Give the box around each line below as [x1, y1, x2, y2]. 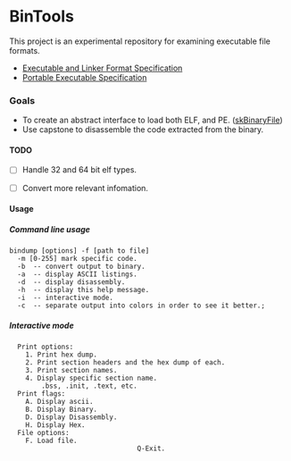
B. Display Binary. [25, 405, 98, 415]
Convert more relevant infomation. [21, 182, 149, 193]
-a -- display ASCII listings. [17, 270, 138, 279]
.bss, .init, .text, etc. [41, 381, 138, 390]
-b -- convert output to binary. [17, 262, 145, 272]
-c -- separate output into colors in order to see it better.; [17, 301, 266, 310]
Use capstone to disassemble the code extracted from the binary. [21, 124, 264, 135]
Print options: [17, 342, 74, 352]
